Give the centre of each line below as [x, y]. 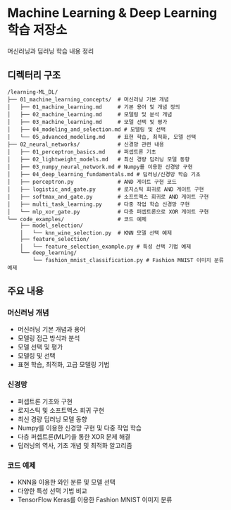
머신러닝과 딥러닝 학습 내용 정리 [51, 51]
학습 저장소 [37, 30]
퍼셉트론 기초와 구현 [45, 401]
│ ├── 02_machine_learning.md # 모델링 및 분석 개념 [90, 114]
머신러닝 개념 [28, 313]
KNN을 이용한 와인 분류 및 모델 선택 [67, 482]
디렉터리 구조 [34, 75]
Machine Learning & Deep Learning [112, 13]
